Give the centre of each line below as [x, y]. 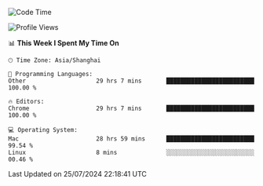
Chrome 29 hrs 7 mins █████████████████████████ [131, 108]
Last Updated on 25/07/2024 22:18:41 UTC [78, 174]
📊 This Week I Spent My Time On [64, 43]
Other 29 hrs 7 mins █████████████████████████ [131, 81]
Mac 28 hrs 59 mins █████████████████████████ [131, 139]
